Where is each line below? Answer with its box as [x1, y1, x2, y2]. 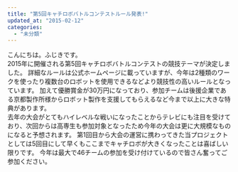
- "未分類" [13, 30, 43, 38]
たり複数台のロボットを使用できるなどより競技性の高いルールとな [31, 77, 225, 86]
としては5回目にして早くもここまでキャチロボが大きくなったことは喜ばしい [7, 139, 229, 148]
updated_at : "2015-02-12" [7, 17, 84, 24]
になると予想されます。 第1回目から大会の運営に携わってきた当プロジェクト [7, 131, 229, 139]
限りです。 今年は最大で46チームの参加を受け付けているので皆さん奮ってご [7, 149, 228, 157]
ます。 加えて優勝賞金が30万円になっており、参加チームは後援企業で [19, 86, 221, 95]
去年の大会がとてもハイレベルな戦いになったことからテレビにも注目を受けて [7, 113, 231, 122]
